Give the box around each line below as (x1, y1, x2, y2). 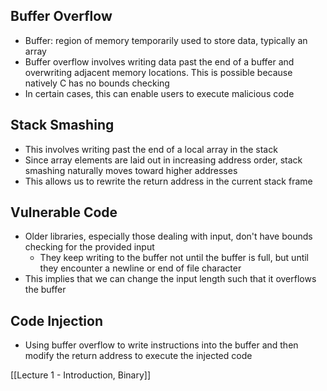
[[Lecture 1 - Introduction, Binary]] (10, 369, 152, 381)
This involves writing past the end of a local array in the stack (24, 143, 278, 155)
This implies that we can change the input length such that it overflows (24, 273, 317, 285)
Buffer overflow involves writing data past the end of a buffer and (24, 55, 295, 68)
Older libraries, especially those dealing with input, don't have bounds (24, 230, 313, 243)
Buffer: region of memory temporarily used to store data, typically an (24, 34, 308, 46)
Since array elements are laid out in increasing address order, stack (24, 154, 303, 166)
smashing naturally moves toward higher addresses (24, 164, 238, 176)
